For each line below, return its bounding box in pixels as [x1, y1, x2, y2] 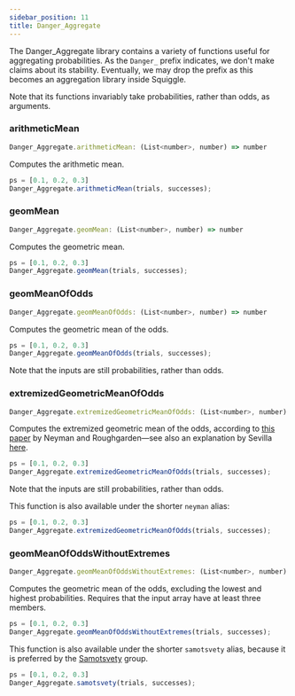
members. [9, 602, 47, 613]
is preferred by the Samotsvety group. [9, 653, 149, 663]
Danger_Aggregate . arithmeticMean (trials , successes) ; [9, 184, 213, 193]
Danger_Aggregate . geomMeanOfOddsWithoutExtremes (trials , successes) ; [9, 627, 272, 637]
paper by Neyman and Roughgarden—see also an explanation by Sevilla [9, 433, 273, 443]
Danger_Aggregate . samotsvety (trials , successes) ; [9, 678, 197, 687]
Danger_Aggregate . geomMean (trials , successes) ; [9, 267, 189, 276]
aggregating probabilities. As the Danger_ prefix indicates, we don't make [9, 55, 275, 66]
